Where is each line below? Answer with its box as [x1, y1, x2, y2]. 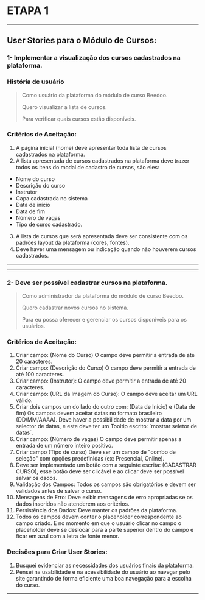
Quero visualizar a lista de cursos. [21, 103, 107, 110]
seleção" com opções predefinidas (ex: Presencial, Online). [15, 455, 165, 462]
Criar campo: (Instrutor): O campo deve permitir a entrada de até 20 [15, 377, 186, 384]
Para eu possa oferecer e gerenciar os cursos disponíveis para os [21, 316, 187, 323]
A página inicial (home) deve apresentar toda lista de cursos [15, 144, 167, 151]
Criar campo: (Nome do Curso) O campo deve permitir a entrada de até [15, 351, 195, 359]
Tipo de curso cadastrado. [15, 221, 83, 228]
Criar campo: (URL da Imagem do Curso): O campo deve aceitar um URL [15, 390, 198, 398]
